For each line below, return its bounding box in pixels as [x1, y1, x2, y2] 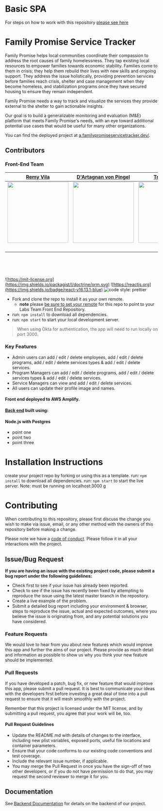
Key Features [5, 343, 37, 350]
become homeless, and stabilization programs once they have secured [5, 83, 147, 89]
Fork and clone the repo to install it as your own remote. [12, 296, 124, 302]
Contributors [5, 147, 45, 155]
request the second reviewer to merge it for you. [12, 773, 109, 779]
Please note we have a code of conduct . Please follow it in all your [5, 536, 137, 542]
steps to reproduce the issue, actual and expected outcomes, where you [12, 608, 157, 614]
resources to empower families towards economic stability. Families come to [5, 63, 158, 68]
